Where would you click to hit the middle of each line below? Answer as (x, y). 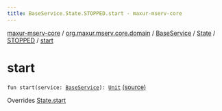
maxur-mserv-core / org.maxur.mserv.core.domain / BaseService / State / (111, 33)
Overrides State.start (37, 100)
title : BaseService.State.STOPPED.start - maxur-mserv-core (95, 13)
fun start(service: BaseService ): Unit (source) (77, 87)
